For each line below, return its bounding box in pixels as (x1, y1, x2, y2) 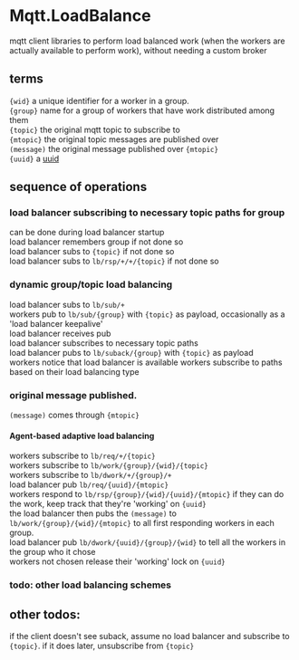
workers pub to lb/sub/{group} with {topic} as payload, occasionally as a (9, 309, 285, 320)
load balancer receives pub (9, 328, 111, 339)
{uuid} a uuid (9, 153, 60, 164)
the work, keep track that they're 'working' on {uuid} (9, 499, 207, 510)
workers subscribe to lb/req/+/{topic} (9, 450, 156, 462)
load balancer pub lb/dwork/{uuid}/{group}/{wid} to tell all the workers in (9, 537, 286, 548)
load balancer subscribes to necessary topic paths (9, 337, 199, 349)
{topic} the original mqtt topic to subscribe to (9, 124, 181, 135)
